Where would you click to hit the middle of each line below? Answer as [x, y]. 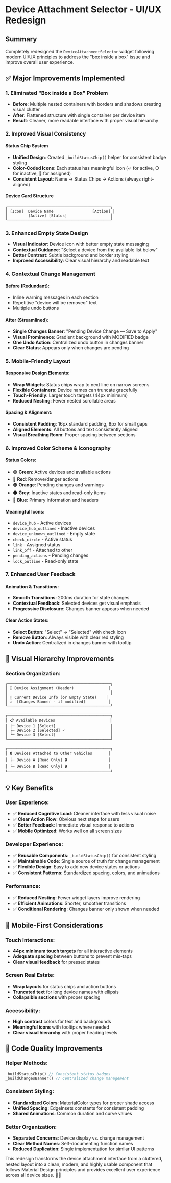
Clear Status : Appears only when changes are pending [71, 348]
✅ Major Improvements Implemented [65, 79]
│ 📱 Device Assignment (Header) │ [58, 688]
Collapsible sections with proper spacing [56, 997]
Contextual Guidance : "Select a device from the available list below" [85, 250]
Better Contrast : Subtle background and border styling [70, 255]
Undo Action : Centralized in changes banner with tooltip [72, 642]
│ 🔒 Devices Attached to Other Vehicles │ [58, 754]
